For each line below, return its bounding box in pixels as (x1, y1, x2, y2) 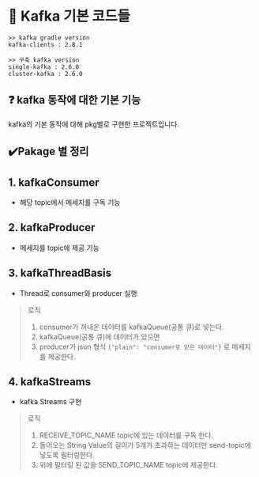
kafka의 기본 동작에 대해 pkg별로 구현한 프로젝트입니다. (8, 119, 180, 129)
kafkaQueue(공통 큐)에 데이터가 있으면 (39, 331, 160, 341)
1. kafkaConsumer (8, 176, 100, 189)
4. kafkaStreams (8, 375, 92, 388)
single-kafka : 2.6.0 (8, 62, 80, 71)
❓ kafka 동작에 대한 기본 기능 (8, 93, 141, 107)
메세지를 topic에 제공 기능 (19, 243, 100, 252)
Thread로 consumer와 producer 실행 (19, 288, 137, 297)
